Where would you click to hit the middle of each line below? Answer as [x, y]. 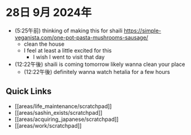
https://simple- [143, 31]
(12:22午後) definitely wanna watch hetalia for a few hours [97, 71]
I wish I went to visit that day [69, 57]
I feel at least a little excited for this [68, 50]
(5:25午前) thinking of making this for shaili [69, 31]
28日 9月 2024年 [49, 13]
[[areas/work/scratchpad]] [48, 125]
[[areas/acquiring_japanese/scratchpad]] [66, 119]
